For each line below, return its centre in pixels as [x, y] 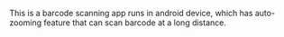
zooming [26, 23]
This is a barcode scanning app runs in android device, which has [131, 13]
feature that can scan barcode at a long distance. [135, 23]
